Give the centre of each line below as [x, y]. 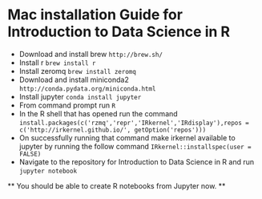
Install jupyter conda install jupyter [80, 96]
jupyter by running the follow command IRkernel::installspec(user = [135, 146]
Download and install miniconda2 [74, 79]
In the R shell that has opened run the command [98, 113]
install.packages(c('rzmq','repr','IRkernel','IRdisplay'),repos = [134, 123]
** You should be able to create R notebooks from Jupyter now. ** [117, 185]
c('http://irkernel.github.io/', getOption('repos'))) [113, 130]
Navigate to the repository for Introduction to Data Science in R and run [137, 161]
